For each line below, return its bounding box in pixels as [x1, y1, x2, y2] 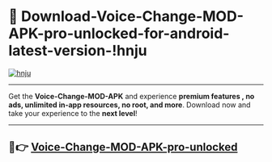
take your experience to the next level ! [8, 108, 138, 118]
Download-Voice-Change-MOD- [21, 7, 244, 26]
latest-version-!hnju [8, 42, 147, 60]
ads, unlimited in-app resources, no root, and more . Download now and [8, 100, 251, 110]
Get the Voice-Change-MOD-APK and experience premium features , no [8, 91, 255, 101]
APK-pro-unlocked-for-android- [8, 24, 230, 43]
